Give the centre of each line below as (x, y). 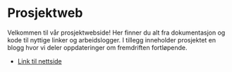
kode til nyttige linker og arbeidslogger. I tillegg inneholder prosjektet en (112, 40)
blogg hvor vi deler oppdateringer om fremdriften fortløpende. (97, 47)
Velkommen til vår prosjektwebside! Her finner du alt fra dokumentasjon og (116, 32)
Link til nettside (39, 61)
